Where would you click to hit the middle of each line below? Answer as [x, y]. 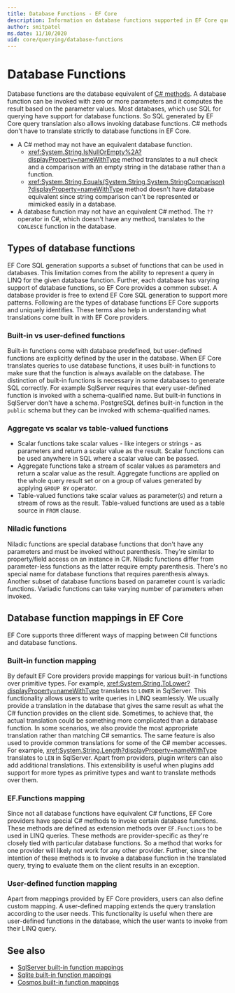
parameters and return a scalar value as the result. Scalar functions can [121, 451]
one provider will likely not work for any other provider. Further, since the [112, 851]
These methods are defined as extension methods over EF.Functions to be [115, 828]
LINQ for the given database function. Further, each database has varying [113, 280]
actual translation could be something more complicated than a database [113, 720]
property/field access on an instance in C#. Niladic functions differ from [111, 559]
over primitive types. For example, [56, 683]
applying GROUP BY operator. [57, 488]
